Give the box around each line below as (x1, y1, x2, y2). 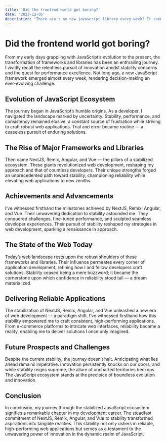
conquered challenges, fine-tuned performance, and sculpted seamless (5, 216, 152, 221)
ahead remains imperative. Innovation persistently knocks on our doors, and (5, 361, 160, 367)
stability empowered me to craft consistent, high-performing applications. (5, 318, 156, 324)
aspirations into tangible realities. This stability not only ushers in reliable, (5, 421, 154, 426)
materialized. (5, 280, 32, 286)
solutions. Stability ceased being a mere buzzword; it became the (5, 270, 138, 276)
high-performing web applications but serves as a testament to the (5, 426, 141, 432)
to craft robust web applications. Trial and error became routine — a (5, 124, 144, 130)
